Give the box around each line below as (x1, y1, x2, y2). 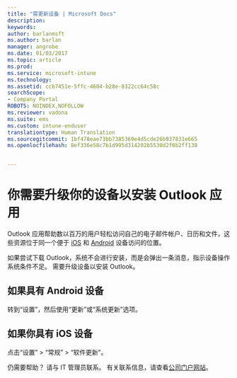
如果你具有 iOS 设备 (7, 328, 93, 340)
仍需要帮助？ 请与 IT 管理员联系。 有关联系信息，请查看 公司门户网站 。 (7, 362, 212, 372)
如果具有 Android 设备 (7, 285, 104, 297)
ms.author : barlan (7, 37, 62, 44)
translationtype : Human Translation (7, 129, 115, 136)
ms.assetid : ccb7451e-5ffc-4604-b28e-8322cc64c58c (7, 83, 160, 90)
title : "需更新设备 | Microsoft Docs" (7, 10, 117, 18)
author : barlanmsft (7, 30, 65, 38)
